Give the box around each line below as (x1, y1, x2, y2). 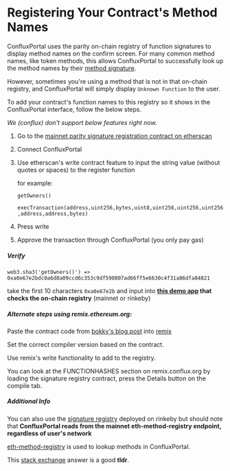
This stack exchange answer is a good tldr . (7, 455, 129, 464)
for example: (16, 179, 53, 187)
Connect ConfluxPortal (16, 145, 82, 153)
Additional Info (7, 397, 51, 406)
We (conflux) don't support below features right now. (7, 118, 157, 126)
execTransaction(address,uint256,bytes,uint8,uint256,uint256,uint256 (16, 204, 224, 211)
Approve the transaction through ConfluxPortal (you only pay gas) (16, 235, 204, 244)
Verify (7, 251, 25, 260)
